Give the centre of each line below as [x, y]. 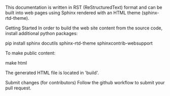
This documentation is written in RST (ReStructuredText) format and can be [84, 7]
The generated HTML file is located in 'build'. [52, 73]
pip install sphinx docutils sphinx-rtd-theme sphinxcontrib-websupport [79, 43]
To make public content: [30, 53]
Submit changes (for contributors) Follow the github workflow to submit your [85, 83]
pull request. [18, 88]
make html [16, 63]
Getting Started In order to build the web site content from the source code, [84, 28]
